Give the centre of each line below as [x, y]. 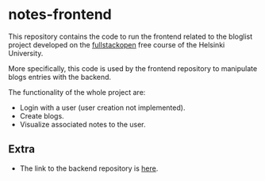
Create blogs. [42, 115]
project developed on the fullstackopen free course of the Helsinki [117, 44]
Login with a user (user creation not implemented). [102, 107]
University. [26, 53]
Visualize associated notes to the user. [83, 124]
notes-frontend [60, 15]
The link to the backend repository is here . [89, 168]
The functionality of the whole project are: [77, 92]
